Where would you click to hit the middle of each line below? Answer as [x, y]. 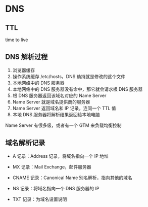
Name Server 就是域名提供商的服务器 [51, 101]
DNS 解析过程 [27, 57]
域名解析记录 [25, 143]
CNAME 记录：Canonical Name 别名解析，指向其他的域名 [72, 178]
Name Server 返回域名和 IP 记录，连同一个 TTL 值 [64, 108]
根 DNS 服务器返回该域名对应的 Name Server [59, 95]
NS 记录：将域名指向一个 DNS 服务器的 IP [56, 188]
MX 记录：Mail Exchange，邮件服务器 [52, 167]
